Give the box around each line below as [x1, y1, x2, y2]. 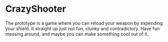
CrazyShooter [5, 3, 67, 15]
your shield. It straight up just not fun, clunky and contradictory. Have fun [5, 25, 160, 31]
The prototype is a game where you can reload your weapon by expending [5, 20, 163, 26]
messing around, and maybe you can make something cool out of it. [5, 31, 149, 37]
